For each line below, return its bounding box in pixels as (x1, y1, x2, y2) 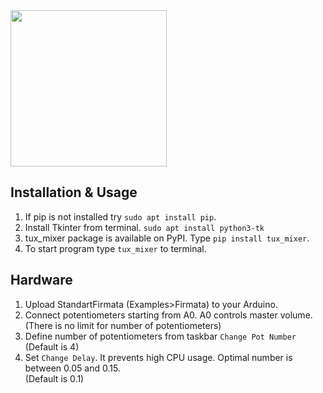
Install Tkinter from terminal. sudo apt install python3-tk (24, 221, 265, 233)
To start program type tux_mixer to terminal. (24, 242, 207, 254)
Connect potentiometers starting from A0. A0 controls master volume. (24, 309, 313, 321)
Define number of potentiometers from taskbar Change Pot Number (24, 330, 297, 342)
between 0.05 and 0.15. (24, 362, 121, 374)
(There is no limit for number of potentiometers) (24, 319, 222, 331)
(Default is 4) (24, 340, 80, 353)
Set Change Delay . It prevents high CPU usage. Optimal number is (24, 351, 293, 363)
